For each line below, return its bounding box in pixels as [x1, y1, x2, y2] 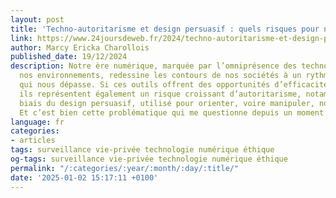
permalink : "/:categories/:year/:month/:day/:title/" [10, 163, 240, 173]
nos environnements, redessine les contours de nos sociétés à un [19, 71, 302, 81]
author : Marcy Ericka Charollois [10, 42, 150, 53]
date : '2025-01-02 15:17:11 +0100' [10, 172, 159, 183]
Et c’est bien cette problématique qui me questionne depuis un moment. [19, 107, 329, 118]
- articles [10, 136, 56, 146]
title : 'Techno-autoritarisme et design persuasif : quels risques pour [10, 24, 320, 34]
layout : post [10, 14, 65, 25]
